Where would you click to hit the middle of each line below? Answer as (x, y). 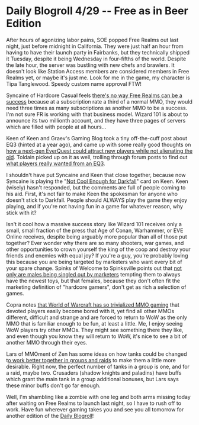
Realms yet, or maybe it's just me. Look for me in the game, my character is (98, 78)
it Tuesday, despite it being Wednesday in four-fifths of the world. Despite (96, 59)
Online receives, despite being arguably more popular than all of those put (97, 236)
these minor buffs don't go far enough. (53, 385)
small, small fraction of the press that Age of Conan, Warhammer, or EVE (95, 230)
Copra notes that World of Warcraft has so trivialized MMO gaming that (93, 305)
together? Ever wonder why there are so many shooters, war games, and (95, 243)
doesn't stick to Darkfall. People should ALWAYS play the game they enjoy (97, 200)
